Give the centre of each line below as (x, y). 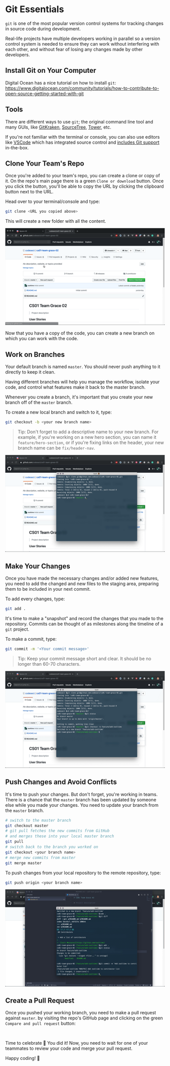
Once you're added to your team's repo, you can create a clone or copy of (83, 176)
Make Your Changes (38, 566)
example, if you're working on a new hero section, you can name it (87, 437)
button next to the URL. (30, 192)
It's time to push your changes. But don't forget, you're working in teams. (81, 794)
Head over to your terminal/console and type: (53, 201)
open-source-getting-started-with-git (45, 93)
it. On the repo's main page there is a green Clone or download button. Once (84, 181)
